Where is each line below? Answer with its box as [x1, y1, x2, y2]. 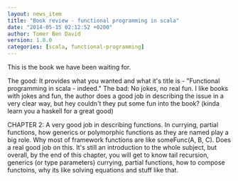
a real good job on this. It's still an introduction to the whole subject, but [7, 143, 217, 151]
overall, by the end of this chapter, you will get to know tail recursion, [7, 150, 210, 159]
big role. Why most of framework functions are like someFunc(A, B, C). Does [7, 136, 232, 144]
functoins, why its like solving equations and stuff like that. [7, 166, 179, 174]
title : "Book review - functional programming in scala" [7, 17, 180, 24]
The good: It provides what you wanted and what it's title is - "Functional [7, 77, 220, 85]
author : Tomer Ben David [7, 30, 81, 38]
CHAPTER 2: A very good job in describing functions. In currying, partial [7, 121, 219, 128]
